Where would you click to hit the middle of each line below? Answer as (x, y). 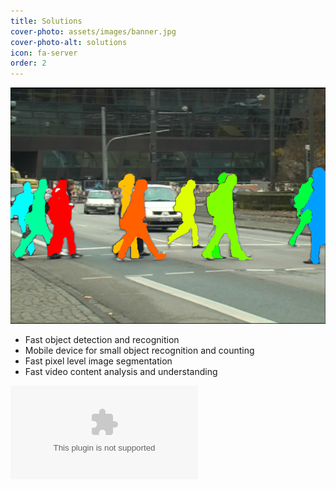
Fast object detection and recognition (102, 340)
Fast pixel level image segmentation (98, 361)
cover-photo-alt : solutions (69, 42)
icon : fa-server (44, 53)
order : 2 (28, 63)
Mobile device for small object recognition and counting (139, 351)
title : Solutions (46, 21)
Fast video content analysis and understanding (121, 372)
